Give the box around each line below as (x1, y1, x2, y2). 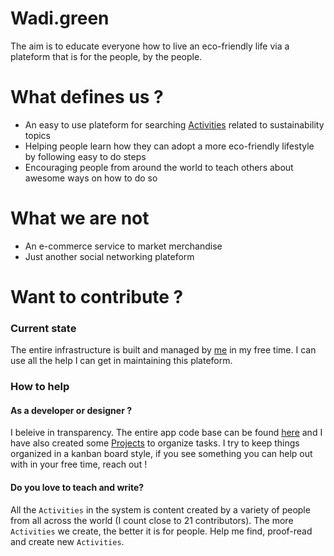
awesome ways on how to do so (24, 172, 158, 184)
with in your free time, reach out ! (10, 458, 148, 471)
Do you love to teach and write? (10, 482, 145, 494)
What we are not (10, 207, 150, 230)
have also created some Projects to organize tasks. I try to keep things (10, 437, 300, 449)
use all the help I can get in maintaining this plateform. (10, 355, 233, 367)
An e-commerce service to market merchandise (24, 240, 223, 252)
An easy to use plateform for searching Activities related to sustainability (24, 118, 325, 131)
